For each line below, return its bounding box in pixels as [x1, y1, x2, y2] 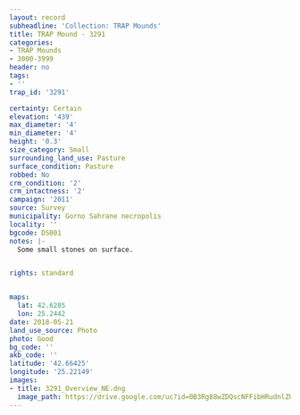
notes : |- [9, 237, 46, 245]
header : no [9, 63, 50, 72]
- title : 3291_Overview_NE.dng [9, 384, 126, 393]
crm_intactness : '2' [9, 187, 87, 196]
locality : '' [9, 220, 58, 228]
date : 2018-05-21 [9, 318, 74, 327]
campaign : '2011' [9, 195, 74, 204]
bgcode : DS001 [9, 228, 62, 237]
